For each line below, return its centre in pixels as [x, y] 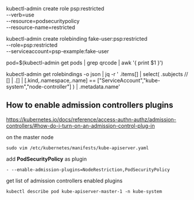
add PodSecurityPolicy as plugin [47, 159]
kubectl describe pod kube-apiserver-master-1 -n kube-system [84, 191]
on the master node [30, 137]
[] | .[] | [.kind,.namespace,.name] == [51, 80]
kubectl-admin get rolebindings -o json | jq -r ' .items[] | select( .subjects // [97, 74]
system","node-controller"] [39, 87]
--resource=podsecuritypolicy [43, 21]
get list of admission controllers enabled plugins [64, 181]
